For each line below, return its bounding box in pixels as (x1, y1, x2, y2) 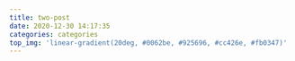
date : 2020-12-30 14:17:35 (9, 22, 111, 30)
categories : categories (9, 30, 99, 39)
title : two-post (9, 13, 70, 22)
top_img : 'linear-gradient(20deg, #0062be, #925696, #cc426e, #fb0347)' (9, 38, 288, 48)
